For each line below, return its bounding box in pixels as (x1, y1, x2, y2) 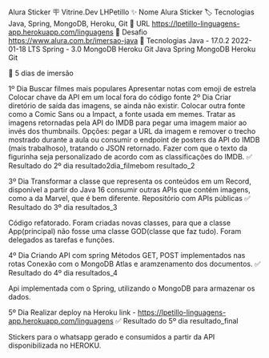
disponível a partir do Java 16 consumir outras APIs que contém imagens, (8, 185, 251, 195)
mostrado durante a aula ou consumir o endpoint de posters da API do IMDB (8, 135, 260, 144)
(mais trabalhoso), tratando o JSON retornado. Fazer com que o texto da (8, 143, 248, 153)
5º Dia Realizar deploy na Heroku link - (8, 308, 136, 317)
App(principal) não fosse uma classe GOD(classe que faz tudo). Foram (8, 227, 242, 235)
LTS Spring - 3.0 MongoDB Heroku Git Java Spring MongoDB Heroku (27, 44, 256, 54)
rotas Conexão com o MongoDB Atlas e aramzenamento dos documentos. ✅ (8, 259, 261, 268)
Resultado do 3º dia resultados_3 (8, 203, 118, 211)
